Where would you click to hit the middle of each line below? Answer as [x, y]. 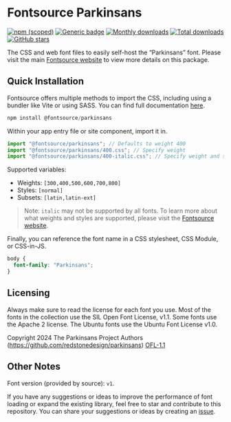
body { [16, 259]
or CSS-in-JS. [27, 246]
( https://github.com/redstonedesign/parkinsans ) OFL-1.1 [86, 345]
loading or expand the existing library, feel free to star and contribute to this [114, 403]
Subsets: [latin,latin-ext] [56, 198]
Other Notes [34, 367]
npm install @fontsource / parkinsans [59, 118]
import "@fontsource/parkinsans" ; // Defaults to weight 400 [97, 144]
